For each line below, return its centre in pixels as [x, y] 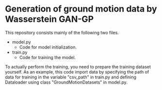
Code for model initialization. [48, 47]
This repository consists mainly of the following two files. [62, 32]
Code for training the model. [48, 57]
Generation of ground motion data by [81, 9]
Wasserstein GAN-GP [49, 19]
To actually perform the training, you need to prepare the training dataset [78, 67]
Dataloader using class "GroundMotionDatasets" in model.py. [66, 82]
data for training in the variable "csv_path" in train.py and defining [71, 77]
